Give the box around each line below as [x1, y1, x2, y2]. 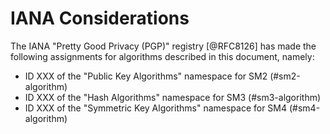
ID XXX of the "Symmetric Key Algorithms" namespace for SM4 [24, 102, 288, 114]
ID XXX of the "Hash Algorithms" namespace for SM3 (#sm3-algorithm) [24, 91, 322, 103]
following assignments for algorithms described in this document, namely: [10, 50, 315, 62]
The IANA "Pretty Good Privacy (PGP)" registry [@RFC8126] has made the [10, 40, 317, 52]
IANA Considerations [10, 7, 190, 30]
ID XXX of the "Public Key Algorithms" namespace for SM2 [24, 70, 268, 82]
